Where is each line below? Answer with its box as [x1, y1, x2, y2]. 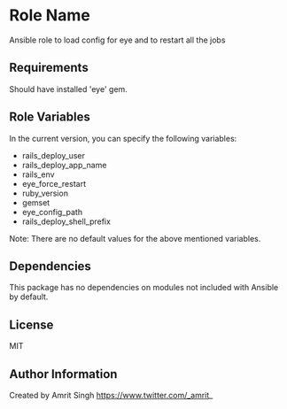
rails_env [21, 169, 55, 180]
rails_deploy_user [21, 150, 86, 160]
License [9, 317, 54, 332]
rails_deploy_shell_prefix [21, 216, 111, 227]
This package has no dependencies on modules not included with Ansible [9, 282, 279, 293]
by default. [9, 291, 49, 302]
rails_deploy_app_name [21, 159, 107, 170]
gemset [21, 197, 50, 208]
